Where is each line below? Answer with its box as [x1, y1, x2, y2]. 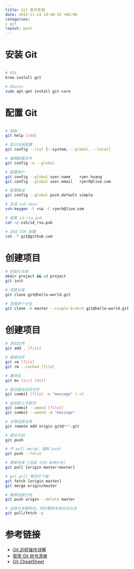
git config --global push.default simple [5, 193, 93, 198]
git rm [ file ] [5, 359, 35, 364]
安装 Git [5, 49, 38, 61]
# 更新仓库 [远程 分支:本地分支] [5, 460, 66, 465]
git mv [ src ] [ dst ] [5, 378, 46, 383]
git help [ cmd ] [5, 133, 37, 138]
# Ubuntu [5, 84, 24, 89]
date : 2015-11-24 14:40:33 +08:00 [5, 12, 78, 17]
